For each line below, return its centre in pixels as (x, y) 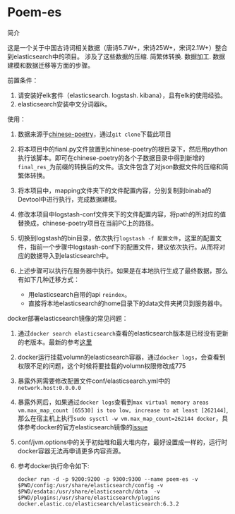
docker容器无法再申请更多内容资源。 (71, 451)
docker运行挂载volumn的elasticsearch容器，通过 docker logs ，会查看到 (121, 357)
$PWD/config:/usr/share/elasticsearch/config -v (90, 485)
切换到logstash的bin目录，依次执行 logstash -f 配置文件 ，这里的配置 (116, 238)
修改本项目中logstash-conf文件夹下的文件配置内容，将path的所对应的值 (122, 214)
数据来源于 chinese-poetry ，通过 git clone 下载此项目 (94, 134)
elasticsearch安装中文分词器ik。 (64, 104)
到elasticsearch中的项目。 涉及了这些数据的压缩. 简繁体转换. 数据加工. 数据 (116, 56)
